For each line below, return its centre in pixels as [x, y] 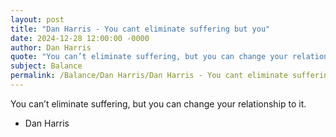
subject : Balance [46, 66]
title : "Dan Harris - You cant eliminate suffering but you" [140, 29]
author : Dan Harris [51, 47]
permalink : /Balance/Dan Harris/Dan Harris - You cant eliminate [149, 76]
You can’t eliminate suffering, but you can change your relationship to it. [158, 103]
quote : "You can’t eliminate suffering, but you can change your [149, 57]
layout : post [37, 19]
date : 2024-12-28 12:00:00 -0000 [80, 38]
